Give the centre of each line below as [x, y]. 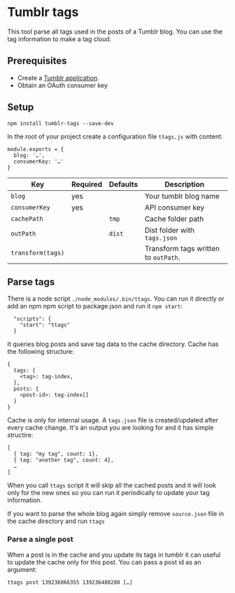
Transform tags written [182, 248]
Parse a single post [40, 539]
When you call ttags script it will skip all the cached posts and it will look [112, 485]
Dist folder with [169, 230]
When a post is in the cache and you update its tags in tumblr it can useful [114, 555]
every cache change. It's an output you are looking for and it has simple [111, 428]
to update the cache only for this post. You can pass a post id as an [104, 562]
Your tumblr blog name [182, 196]
